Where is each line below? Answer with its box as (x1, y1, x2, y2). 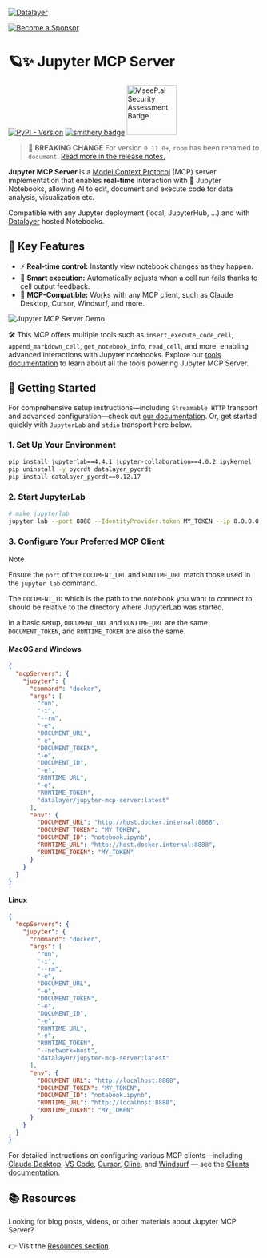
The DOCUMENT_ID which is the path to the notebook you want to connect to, (8, 593, 255, 603)
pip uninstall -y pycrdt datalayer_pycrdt (8, 465, 152, 473)
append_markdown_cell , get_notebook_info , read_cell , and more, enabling (8, 341, 249, 351)
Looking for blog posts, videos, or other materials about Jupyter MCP (8, 1216, 237, 1227)
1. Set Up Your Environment (8, 440, 116, 451)
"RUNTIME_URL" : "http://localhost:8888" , (37, 1099, 177, 1107)
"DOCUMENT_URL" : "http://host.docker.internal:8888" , (37, 818, 220, 827)
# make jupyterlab (8, 509, 70, 517)
